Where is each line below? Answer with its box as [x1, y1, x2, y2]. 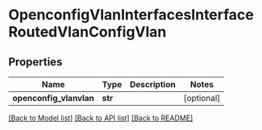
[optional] [183, 93, 221, 103]
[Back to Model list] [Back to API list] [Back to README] [8, 113, 193, 123]
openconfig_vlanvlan [12, 93, 95, 103]
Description [129, 79, 176, 90]
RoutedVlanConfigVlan [8, 23, 167, 41]
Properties [8, 55, 63, 69]
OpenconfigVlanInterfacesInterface [8, 6, 254, 24]
